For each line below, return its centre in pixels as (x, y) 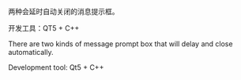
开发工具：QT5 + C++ (44, 28)
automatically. (31, 52)
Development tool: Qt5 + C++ (56, 67)
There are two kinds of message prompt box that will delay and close (120, 44)
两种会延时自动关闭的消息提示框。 (64, 11)
